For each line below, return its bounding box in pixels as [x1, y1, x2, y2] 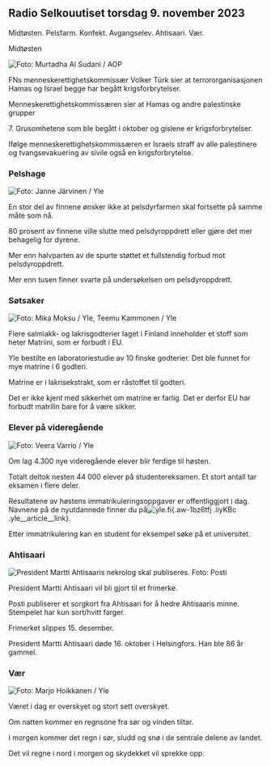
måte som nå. [8, 210, 54, 221]
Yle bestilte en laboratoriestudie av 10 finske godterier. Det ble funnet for [8, 353, 251, 363]
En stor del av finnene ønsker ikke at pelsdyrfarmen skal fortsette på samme [8, 202, 263, 212]
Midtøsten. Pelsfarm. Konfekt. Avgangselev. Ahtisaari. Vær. [8, 28, 205, 37]
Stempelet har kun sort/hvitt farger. [8, 607, 125, 617]
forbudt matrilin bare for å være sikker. [8, 402, 138, 412]
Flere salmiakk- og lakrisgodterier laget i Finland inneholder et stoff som [8, 329, 248, 339]
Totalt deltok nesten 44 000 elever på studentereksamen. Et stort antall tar [8, 472, 257, 481]
